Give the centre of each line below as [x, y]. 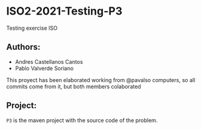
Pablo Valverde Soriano [44, 68]
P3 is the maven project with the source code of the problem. [82, 120]
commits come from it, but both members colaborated [74, 86]
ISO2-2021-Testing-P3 [64, 11]
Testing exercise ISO [32, 28]
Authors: [23, 47]
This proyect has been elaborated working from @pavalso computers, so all [101, 80]
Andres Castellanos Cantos [49, 61]
